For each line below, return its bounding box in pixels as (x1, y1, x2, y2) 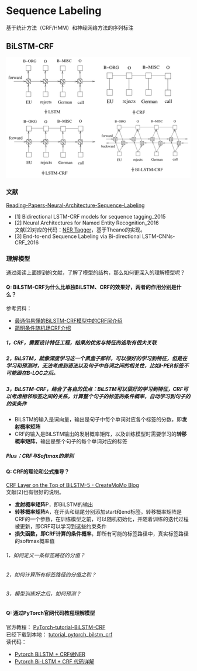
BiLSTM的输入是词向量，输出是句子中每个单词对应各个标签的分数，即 (14, 416, 182, 423)
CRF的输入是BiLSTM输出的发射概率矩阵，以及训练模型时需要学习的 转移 (14, 431, 187, 438)
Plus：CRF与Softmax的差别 (6, 452, 74, 459)
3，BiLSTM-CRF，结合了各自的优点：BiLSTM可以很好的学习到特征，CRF (6, 385, 183, 392)
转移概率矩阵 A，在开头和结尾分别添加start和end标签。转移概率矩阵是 (14, 508, 182, 515)
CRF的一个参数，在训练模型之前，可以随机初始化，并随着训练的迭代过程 (14, 516, 189, 523)
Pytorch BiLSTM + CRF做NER (14, 651, 86, 658)
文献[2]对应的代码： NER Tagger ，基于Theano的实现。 (14, 226, 146, 233)
